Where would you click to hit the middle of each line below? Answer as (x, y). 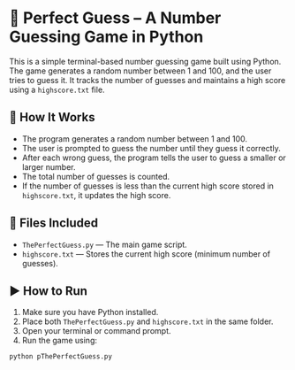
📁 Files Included (54, 224)
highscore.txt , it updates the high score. (96, 195)
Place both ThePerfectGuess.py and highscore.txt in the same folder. (147, 321)
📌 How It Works (52, 117)
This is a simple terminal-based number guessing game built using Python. (145, 61)
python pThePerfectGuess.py (61, 357)
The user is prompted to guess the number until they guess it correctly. (151, 148)
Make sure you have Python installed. (90, 312)
